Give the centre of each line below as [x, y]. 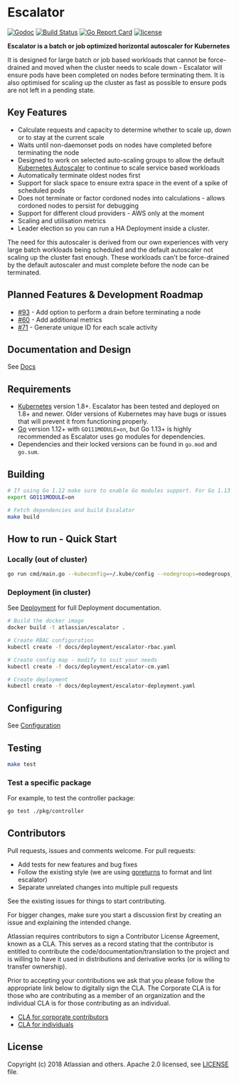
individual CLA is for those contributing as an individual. [89, 1003]
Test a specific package [49, 782]
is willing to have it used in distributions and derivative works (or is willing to [118, 959]
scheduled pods [41, 190]
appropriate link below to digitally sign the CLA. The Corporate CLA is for [114, 988]
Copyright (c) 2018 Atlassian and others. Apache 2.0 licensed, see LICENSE [118, 1064]
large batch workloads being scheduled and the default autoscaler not [110, 250]
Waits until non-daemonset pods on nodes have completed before [115, 145]
